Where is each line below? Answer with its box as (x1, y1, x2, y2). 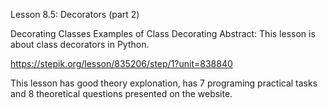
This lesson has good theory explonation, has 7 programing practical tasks (10, 77, 318, 89)
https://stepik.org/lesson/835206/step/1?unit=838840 (10, 58, 233, 69)
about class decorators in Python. (10, 39, 150, 50)
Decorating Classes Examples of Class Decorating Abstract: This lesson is (10, 28, 316, 39)
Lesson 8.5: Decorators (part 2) (10, 9, 140, 20)
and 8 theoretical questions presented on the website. (10, 88, 233, 99)
